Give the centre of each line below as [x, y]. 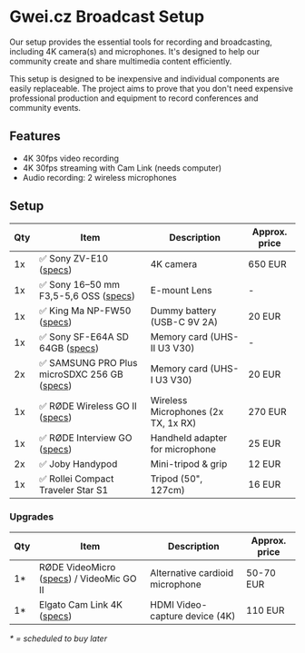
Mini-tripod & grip [189, 463]
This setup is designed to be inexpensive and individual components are [144, 78]
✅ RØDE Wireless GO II [89, 406]
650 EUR [268, 263]
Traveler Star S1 [74, 490]
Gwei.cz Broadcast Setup [107, 17]
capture [166, 616]
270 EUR [268, 411]
